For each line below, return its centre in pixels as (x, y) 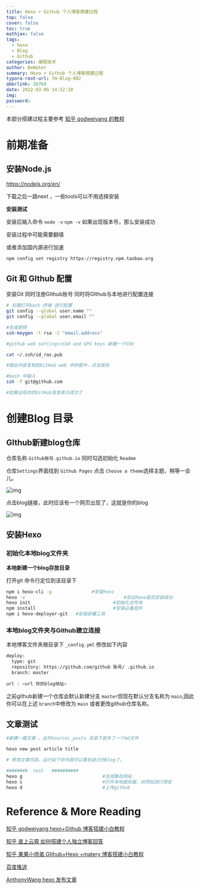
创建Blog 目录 (40, 418)
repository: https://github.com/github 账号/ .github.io (83, 667)
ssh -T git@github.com (34, 382)
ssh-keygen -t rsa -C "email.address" (54, 333)
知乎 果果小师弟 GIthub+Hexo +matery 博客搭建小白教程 (75, 854)
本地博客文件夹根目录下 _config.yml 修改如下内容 (67, 645)
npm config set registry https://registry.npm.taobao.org (80, 258)
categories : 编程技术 (31, 62)
